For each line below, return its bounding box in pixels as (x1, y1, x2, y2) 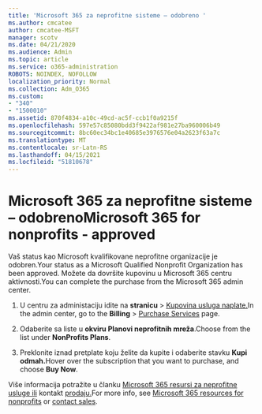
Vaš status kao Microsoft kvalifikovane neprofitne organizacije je (8, 252, 219, 261)
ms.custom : (8, 92, 44, 100)
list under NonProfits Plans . (19, 333, 111, 342)
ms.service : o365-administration (8, 63, 118, 71)
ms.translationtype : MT (8, 136, 87, 144)
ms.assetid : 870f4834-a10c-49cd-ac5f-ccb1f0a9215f (8, 114, 178, 122)
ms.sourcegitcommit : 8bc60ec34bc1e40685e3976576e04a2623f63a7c (8, 129, 221, 136)
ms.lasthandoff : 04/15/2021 (8, 151, 101, 159)
